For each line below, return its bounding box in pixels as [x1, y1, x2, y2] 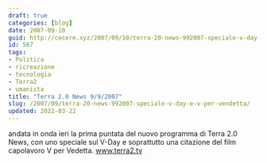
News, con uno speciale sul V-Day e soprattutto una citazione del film [8, 138, 237, 146]
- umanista [8, 85, 44, 93]
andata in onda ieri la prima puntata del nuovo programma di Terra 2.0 [8, 129, 238, 138]
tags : [8, 48, 26, 56]
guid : [8, 33, 26, 42]
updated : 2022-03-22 [8, 108, 77, 116]
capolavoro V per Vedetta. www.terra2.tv [8, 146, 143, 155]
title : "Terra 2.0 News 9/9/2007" [8, 93, 123, 100]
